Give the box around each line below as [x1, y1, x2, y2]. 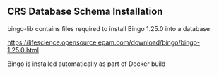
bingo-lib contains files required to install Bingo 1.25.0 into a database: [7, 24, 212, 33]
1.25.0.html [7, 45, 39, 54]
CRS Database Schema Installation [7, 6, 163, 18]
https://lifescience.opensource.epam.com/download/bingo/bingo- [7, 38, 200, 47]
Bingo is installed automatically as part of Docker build [7, 59, 166, 68]
